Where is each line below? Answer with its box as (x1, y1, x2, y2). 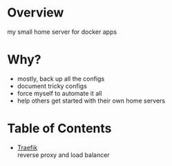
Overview (7, 5, 64, 21)
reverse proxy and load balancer (17, 150, 110, 159)
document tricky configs (17, 81, 88, 90)
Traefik (17, 143, 38, 152)
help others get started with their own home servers (17, 96, 166, 105)
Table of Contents (7, 121, 112, 136)
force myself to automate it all (17, 89, 102, 97)
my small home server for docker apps (7, 28, 117, 36)
